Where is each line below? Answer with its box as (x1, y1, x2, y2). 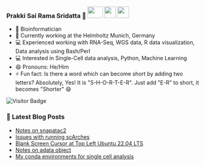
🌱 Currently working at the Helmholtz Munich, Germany (15, 32, 155, 39)
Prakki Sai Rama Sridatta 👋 (6, 11, 87, 20)
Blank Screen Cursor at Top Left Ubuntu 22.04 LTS (15, 140, 144, 147)
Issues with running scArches (15, 133, 90, 140)
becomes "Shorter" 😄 (15, 86, 72, 93)
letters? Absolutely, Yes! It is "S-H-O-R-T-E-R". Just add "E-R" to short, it (15, 79, 199, 86)
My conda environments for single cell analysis (15, 153, 134, 160)
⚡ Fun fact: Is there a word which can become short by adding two (15, 70, 184, 78)
